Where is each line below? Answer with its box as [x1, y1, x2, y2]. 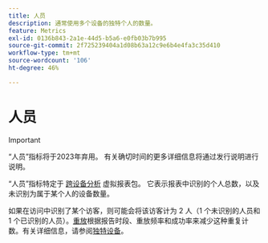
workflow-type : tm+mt [8, 49, 81, 57]
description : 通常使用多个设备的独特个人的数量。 [8, 19, 157, 27]
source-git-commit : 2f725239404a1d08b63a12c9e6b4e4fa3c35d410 [8, 42, 221, 50]
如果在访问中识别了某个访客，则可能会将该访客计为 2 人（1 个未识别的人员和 [8, 205, 261, 215]
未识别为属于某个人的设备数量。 [8, 188, 114, 198]
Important [8, 135, 41, 144]
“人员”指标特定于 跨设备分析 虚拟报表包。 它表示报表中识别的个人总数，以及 [8, 178, 260, 188]
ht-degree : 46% [8, 64, 59, 72]
